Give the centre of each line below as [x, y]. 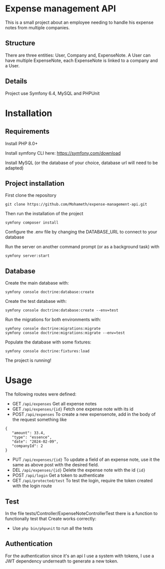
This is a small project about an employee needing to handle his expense [79, 22]
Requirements [27, 132]
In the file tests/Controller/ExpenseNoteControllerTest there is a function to [81, 513]
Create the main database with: [37, 283]
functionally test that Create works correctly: [51, 518]
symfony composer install [32, 223]
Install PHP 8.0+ [22, 143]
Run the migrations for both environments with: [53, 320]
